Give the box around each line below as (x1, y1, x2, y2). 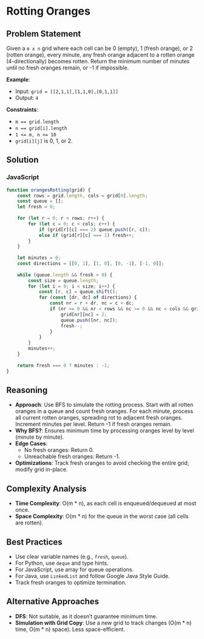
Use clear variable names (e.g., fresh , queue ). (15, 553, 129, 560)
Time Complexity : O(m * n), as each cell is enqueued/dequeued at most (15, 500, 197, 507)
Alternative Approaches (6, 596, 99, 607)
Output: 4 (15, 94, 38, 101)
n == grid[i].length (15, 125, 67, 132)
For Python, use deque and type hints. (15, 559, 109, 567)
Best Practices (6, 537, 63, 547)
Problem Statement (6, 29, 81, 39)
